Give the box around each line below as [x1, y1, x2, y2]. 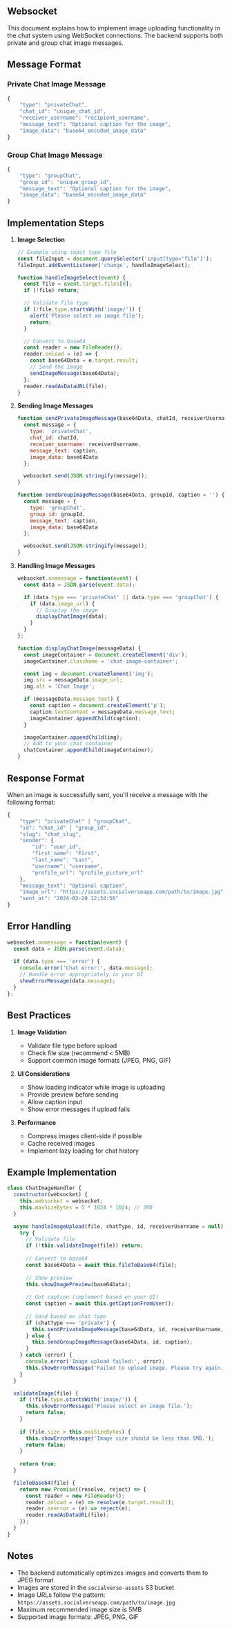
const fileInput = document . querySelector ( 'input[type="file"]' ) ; [17, 255, 213, 262]
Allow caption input [27, 1097, 83, 1106]
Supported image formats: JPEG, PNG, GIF [17, 1612, 139, 1621]
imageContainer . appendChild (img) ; [23, 733, 123, 741]
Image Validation [17, 1027, 67, 1036]
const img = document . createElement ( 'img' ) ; [23, 670, 154, 677]
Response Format [7, 772, 85, 784]
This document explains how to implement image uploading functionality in [7, 24, 221, 32]
